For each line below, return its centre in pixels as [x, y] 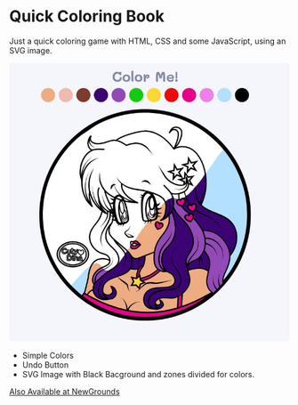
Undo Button [45, 365]
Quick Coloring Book [87, 16]
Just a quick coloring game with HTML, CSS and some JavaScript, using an [148, 41]
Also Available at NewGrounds [64, 392]
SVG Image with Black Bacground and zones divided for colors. [138, 375]
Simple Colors [48, 356]
